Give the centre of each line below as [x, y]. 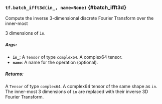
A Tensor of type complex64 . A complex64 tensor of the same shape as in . [81, 87]
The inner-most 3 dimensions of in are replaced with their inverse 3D [77, 92]
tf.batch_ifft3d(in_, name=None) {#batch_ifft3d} [66, 7]
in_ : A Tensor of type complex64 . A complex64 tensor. [67, 57]
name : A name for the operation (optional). [55, 62]
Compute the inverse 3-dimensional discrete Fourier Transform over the [79, 18]
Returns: [15, 74]
